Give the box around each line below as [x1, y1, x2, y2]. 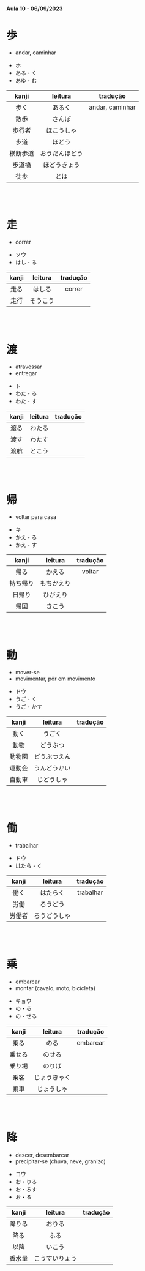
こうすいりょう [34, 1254, 78, 1263]
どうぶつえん [34, 753, 72, 761]
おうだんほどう [40, 149, 84, 157]
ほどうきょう [43, 160, 81, 169]
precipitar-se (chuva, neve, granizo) [15, 1158, 106, 1165]
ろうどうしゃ [34, 912, 72, 920]
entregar [15, 370, 37, 377]
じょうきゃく [34, 1073, 72, 1082]
